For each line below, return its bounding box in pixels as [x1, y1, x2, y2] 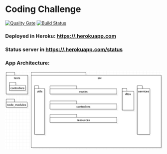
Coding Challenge [5, 3, 81, 15]
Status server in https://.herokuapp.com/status [5, 46, 123, 53]
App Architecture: [5, 59, 50, 66]
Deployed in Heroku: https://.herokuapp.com [5, 32, 116, 39]
